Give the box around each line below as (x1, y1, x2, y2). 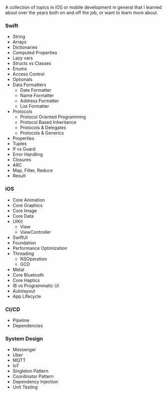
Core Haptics (12, 277, 40, 283)
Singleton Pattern (12, 368, 49, 374)
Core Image (12, 208, 37, 214)
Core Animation (12, 196, 45, 203)
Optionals (12, 77, 33, 83)
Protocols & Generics (20, 130, 64, 136)
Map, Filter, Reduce (12, 167, 53, 173)
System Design (5, 335, 43, 342)
